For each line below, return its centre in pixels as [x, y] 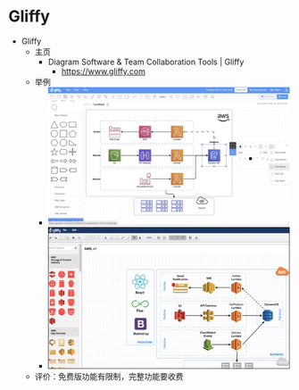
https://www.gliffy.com [104, 71]
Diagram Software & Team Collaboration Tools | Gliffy [146, 62]
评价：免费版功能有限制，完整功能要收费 [109, 376]
